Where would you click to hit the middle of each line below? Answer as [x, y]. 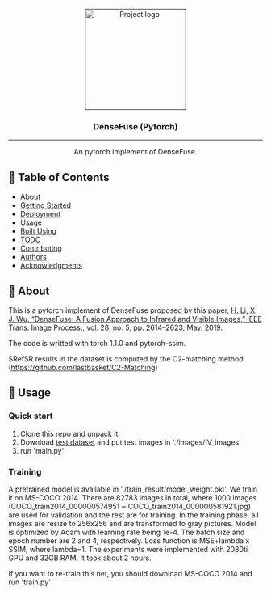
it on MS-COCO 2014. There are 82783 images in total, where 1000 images [133, 497]
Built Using [38, 231]
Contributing [41, 248]
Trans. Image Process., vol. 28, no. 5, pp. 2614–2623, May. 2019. [116, 327]
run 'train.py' [29, 582]
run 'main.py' [42, 450]
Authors [33, 257]
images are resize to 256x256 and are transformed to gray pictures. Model [132, 523]
